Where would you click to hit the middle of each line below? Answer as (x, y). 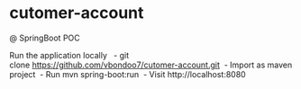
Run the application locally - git (69, 55)
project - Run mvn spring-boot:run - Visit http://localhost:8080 (128, 74)
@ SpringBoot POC (45, 38)
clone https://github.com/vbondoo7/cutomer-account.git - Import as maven (151, 65)
